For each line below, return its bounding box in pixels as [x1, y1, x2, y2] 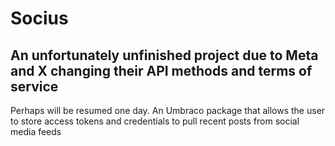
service [10, 78, 59, 95]
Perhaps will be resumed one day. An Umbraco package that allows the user [10, 105, 326, 116]
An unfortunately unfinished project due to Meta [10, 47, 319, 64]
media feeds [10, 126, 62, 137]
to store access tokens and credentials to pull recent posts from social [10, 115, 300, 127]
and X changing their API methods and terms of [10, 62, 313, 79]
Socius [10, 7, 69, 30]
